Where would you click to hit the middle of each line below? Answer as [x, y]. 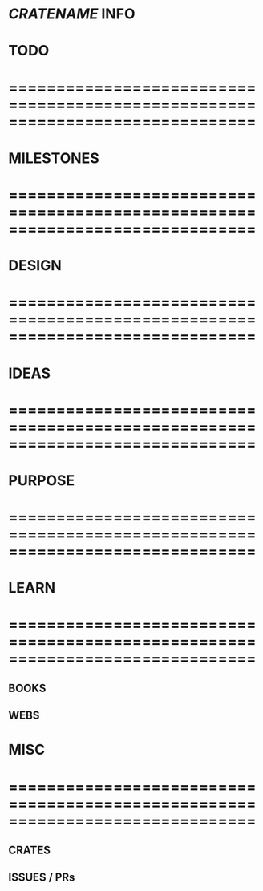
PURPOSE [42, 480]
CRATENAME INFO [72, 14]
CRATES [29, 850]
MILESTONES [54, 158]
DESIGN [35, 266]
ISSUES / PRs [42, 878]
